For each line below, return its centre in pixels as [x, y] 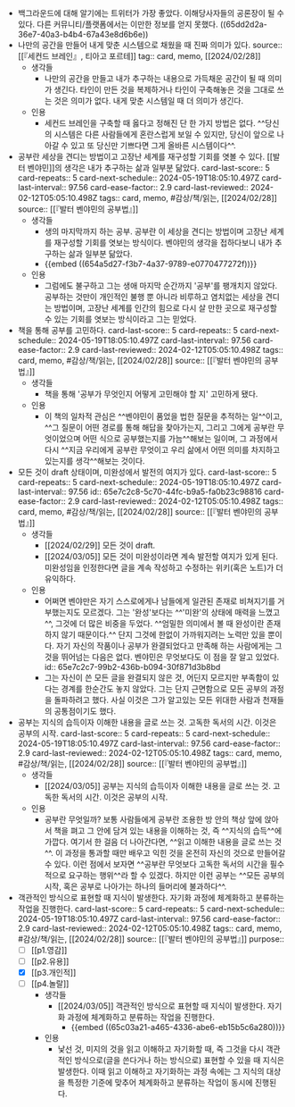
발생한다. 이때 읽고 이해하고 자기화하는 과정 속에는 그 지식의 [161, 1071]
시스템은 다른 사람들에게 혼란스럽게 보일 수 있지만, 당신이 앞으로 [164, 134]
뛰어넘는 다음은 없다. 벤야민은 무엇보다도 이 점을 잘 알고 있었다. [170, 657]
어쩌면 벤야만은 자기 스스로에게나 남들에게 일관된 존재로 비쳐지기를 [160, 601]
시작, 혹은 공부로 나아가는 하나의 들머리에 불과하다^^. [135, 886]
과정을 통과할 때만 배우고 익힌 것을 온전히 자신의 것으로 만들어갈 [175, 853]
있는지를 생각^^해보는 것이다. [94, 461]
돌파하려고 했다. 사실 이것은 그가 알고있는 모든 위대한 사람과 [157, 700]
